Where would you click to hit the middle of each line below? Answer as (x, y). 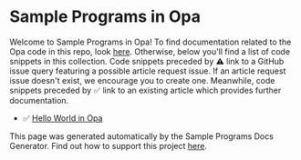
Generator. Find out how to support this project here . (109, 145)
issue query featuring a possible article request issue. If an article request (148, 71)
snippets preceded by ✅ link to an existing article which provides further (145, 90)
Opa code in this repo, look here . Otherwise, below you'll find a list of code (150, 51)
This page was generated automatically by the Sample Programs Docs (141, 136)
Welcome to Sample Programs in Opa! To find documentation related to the (150, 42)
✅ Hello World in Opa (62, 118)
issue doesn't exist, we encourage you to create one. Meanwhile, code (142, 80)
